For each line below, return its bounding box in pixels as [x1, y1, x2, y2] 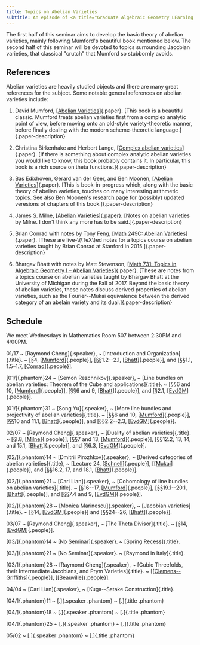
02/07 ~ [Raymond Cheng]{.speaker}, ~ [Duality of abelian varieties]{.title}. [6, 429, 191, 437]
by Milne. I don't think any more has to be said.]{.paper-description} [14, 218, 182, 226]
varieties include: [6, 96, 49, 103]
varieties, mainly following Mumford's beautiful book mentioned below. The [6, 37, 192, 44]
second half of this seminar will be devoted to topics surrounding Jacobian [6, 43, 190, 51]
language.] [155, 126, 182, 133]
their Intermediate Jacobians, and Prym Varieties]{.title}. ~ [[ [6, 568, 155, 575]
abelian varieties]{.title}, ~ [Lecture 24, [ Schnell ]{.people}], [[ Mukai [6, 460, 171, 467]
